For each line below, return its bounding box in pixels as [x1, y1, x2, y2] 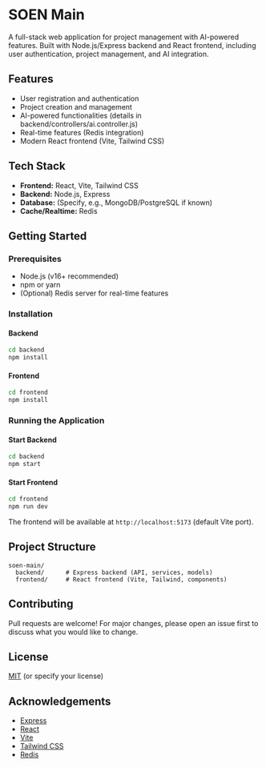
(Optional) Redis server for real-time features [19, 288, 169, 298]
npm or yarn [19, 280, 61, 290]
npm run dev [8, 503, 48, 511]
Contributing [8, 597, 74, 611]
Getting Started [8, 229, 87, 243]
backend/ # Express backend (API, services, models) [15, 568, 214, 576]
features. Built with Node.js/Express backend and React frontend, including [8, 40, 256, 50]
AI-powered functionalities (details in [19, 110, 142, 120]
